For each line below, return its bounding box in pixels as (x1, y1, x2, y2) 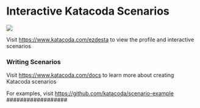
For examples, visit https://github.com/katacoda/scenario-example (6, 90, 174, 97)
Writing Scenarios (6, 57, 61, 66)
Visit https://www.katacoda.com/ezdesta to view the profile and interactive (6, 35, 195, 43)
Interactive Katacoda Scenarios (6, 4, 170, 18)
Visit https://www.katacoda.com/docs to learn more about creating (6, 71, 174, 79)
